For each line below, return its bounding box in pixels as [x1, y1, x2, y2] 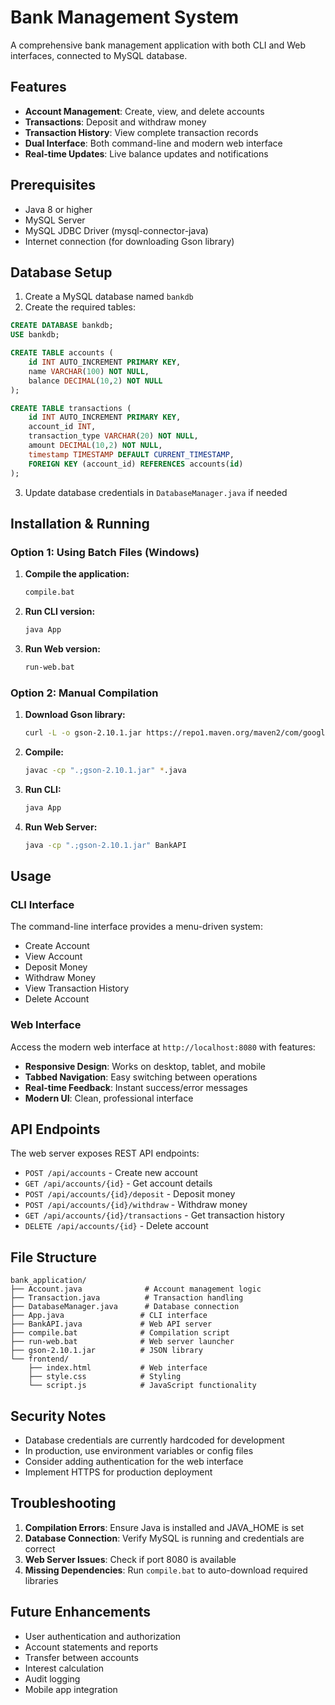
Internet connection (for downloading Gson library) [24, 235, 235, 247]
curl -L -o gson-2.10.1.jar [24, 728, 142, 738]
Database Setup [10, 264, 113, 281]
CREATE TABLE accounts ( [10, 348, 114, 358]
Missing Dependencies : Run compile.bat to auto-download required [24, 1564, 308, 1576]
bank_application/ [10, 1276, 87, 1286]
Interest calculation [24, 1662, 105, 1674]
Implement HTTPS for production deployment [24, 1466, 213, 1478]
